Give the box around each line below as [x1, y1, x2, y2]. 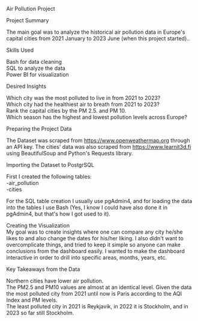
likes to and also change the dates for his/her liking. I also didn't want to [6, 235, 184, 242]
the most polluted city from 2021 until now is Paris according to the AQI [6, 290, 182, 297]
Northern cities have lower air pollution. [6, 277, 104, 284]
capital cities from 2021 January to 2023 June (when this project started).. [6, 35, 190, 42]
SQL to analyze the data [6, 64, 66, 72]
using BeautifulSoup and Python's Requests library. [6, 150, 133, 157]
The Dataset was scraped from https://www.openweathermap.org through [6, 137, 190, 144]
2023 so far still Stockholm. [6, 310, 74, 316]
